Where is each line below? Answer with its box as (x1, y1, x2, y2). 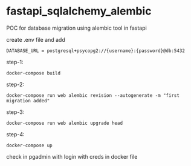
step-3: (6, 108, 25, 116)
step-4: (6, 130, 25, 138)
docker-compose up (6, 142, 53, 148)
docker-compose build (6, 70, 61, 76)
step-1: (6, 58, 24, 65)
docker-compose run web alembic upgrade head (6, 120, 123, 126)
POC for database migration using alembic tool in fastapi (6, 24, 147, 32)
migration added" (6, 98, 50, 104)
